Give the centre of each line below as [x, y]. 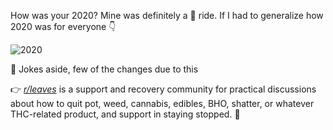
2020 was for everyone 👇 [63, 26]
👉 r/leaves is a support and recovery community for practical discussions [163, 89]
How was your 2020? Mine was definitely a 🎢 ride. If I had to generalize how [167, 15]
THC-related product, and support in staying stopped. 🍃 [125, 114]
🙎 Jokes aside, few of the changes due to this [104, 69]
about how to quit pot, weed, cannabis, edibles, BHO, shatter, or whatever [162, 103]
